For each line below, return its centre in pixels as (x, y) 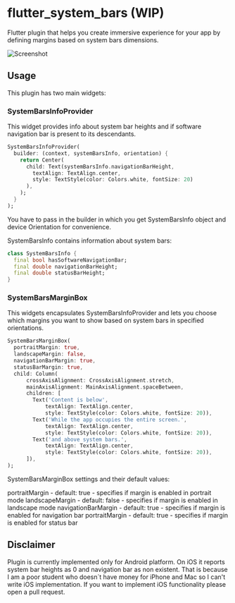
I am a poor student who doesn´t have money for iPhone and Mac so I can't (116, 577)
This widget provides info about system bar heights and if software (104, 127)
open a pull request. (36, 592)
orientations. (26, 328)
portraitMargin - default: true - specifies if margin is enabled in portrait (109, 492)
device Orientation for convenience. (59, 226)
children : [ (43, 394)
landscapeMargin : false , (50, 354)
